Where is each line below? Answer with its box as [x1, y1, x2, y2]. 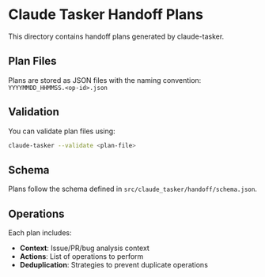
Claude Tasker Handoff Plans [8, 6, 204, 24]
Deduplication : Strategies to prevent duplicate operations [19, 260, 208, 270]
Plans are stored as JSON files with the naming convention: [8, 75, 202, 84]
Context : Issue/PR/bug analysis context [19, 243, 150, 253]
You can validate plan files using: [8, 126, 116, 136]
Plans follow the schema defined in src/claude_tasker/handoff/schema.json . [8, 184, 257, 194]
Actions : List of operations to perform [19, 252, 144, 261]
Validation [8, 105, 59, 119]
